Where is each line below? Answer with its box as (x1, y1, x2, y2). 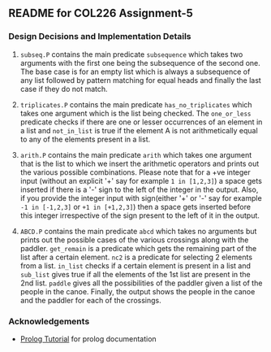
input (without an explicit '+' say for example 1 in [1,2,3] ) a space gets (19, 176, 262, 185)
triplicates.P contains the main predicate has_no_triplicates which (19, 99, 253, 109)
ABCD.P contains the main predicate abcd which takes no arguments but (19, 226, 257, 236)
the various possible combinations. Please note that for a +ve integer (19, 167, 252, 177)
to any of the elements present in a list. (19, 134, 151, 144)
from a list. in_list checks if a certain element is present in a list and (19, 260, 252, 271)
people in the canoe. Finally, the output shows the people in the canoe (19, 286, 256, 296)
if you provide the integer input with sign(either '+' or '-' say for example (19, 193, 262, 202)
